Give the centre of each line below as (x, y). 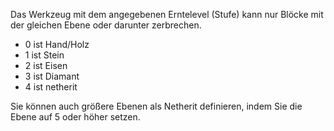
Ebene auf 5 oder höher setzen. (75, 117)
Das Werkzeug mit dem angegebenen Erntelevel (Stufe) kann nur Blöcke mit (167, 14)
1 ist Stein (44, 55)
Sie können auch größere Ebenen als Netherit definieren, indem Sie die (156, 106)
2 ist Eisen (46, 65)
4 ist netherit (51, 87)
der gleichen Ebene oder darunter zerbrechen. (106, 25)
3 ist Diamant (52, 76)
